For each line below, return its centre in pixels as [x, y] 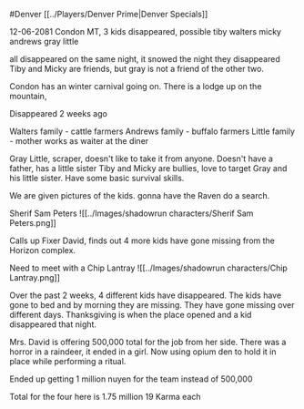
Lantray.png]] [35, 277]
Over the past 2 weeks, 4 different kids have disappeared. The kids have [146, 295]
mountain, [28, 96]
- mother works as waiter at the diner [79, 141]
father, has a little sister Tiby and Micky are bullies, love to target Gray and [148, 168]
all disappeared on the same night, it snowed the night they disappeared [145, 59]
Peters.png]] [33, 223]
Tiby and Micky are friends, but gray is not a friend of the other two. [137, 69]
